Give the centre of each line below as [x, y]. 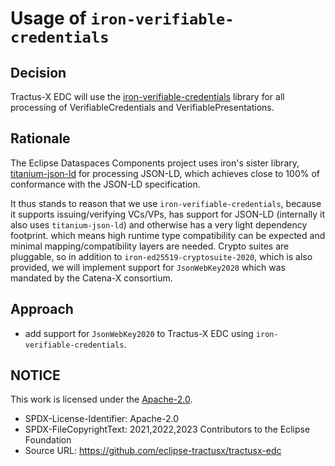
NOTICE [35, 375]
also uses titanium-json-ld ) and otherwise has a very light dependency [159, 224]
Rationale [40, 138]
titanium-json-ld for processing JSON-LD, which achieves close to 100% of [165, 173]
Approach [42, 309]
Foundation [48, 440]
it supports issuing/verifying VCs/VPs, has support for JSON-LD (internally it [168, 214]
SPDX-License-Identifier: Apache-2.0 [101, 419]
